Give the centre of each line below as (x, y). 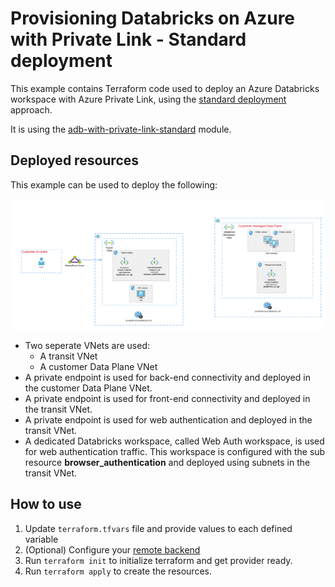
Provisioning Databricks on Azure (153, 18)
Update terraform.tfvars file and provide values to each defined (158, 528)
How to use (46, 504)
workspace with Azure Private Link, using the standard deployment (148, 99)
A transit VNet (68, 356)
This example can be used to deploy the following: (114, 184)
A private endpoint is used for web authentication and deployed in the (168, 419)
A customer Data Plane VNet (98, 366)
